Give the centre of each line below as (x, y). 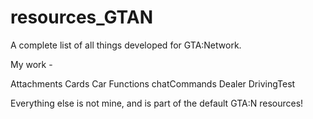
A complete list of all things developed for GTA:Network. (126, 45)
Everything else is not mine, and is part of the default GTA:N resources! (157, 103)
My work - (31, 64)
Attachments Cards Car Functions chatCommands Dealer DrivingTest (153, 83)
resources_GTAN (82, 17)
